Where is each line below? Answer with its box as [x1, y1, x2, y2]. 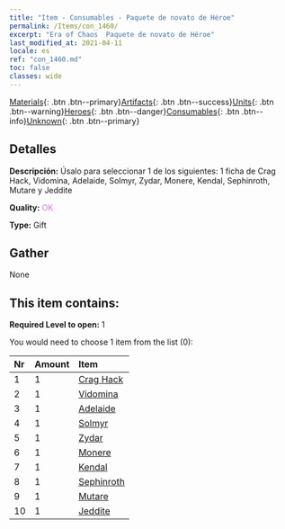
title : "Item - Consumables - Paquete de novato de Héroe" [9, 13, 236, 22]
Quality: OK [9, 202, 54, 212]
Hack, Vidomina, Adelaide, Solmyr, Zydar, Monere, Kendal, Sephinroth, [9, 175, 271, 185]
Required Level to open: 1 [9, 319, 105, 330]
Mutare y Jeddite [9, 184, 73, 195]
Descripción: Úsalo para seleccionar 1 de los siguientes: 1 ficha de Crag [9, 166, 276, 176]
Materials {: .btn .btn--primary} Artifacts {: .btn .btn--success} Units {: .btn [9, 96, 274, 107]
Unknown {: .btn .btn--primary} [26, 115, 140, 126]
